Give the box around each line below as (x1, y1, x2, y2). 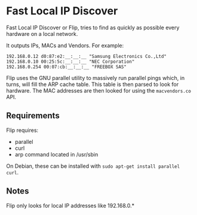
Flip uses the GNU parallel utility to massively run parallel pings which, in (6, 74, 185, 81)
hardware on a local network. (6, 30, 78, 37)
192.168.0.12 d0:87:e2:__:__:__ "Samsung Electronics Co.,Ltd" (6, 53, 167, 59)
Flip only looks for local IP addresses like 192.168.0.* (6, 202, 135, 209)
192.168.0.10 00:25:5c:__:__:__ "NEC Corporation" (6, 59, 135, 64)
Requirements (6, 110, 60, 121)
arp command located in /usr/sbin (14, 150, 98, 158)
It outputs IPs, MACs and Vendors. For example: (6, 42, 124, 49)
